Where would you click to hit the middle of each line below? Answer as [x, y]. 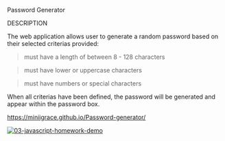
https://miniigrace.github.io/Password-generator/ [76, 117]
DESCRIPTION [27, 23]
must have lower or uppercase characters [83, 70]
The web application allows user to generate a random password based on [113, 36]
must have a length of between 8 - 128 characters [94, 57]
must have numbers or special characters [83, 84]
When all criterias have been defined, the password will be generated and [111, 97]
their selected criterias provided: [53, 43]
